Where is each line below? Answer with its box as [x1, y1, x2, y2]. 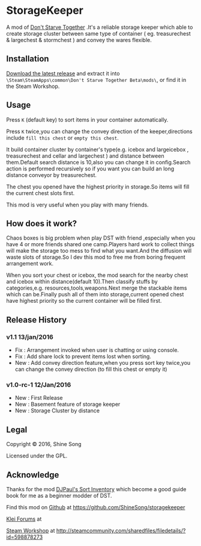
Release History [6, 314, 67, 325]
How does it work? [6, 218, 77, 229]
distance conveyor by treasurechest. [6, 171, 97, 178]
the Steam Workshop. [6, 82, 60, 90]
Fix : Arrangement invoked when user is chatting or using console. [14, 347, 179, 354]
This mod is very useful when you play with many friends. [6, 201, 149, 208]
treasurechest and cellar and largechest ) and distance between [6, 152, 164, 160]
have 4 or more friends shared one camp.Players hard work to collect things [6, 241, 195, 248]
